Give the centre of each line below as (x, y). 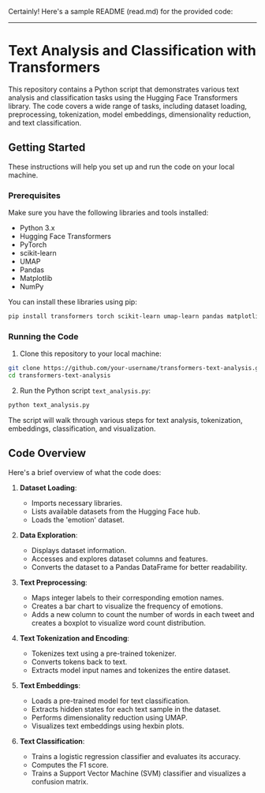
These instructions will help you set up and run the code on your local (121, 166)
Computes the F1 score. (70, 765)
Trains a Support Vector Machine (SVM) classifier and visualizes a (139, 773)
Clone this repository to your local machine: (90, 353)
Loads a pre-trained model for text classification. (111, 701)
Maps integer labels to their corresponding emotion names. (128, 597)
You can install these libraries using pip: (73, 302)
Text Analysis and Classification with (132, 51)
